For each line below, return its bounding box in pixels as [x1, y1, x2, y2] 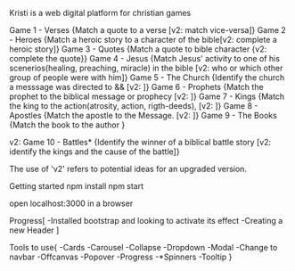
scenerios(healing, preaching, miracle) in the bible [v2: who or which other [9, 62, 283, 73]
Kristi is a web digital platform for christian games [9, 8, 192, 18]
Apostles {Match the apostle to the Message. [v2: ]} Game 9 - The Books [9, 111, 278, 120]
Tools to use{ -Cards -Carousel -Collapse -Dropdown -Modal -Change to [9, 242, 278, 252]
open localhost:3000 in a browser [9, 198, 134, 209]
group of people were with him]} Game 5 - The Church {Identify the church [9, 72, 285, 83]
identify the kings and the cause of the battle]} [9, 146, 180, 157]
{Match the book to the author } [9, 119, 126, 130]
